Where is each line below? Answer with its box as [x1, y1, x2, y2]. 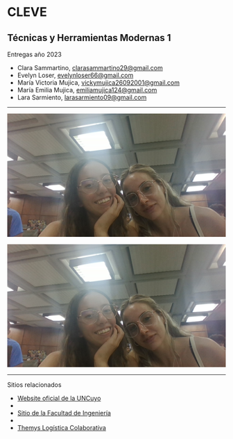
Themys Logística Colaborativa [17, 424, 106, 431]
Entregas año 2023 [7, 50, 62, 58]
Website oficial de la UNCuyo [17, 394, 101, 402]
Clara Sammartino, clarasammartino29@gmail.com [17, 64, 163, 72]
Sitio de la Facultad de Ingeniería [17, 409, 111, 417]
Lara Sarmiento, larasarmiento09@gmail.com [17, 93, 147, 101]
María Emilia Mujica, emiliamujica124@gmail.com [17, 86, 157, 94]
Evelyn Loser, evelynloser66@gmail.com [17, 71, 134, 79]
